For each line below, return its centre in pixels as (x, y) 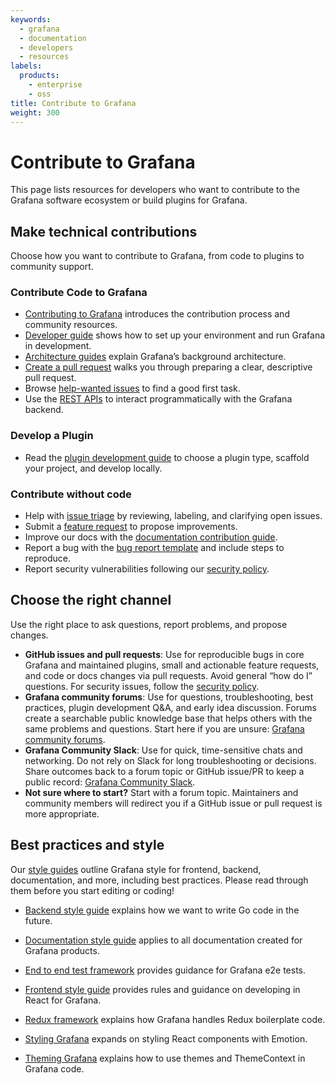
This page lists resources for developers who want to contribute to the (155, 190)
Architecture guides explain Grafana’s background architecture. (155, 357)
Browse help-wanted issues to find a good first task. (132, 388)
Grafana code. (54, 1068)
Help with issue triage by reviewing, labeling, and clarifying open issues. (173, 516)
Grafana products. (62, 950)
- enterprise (55, 85)
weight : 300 (35, 112)
